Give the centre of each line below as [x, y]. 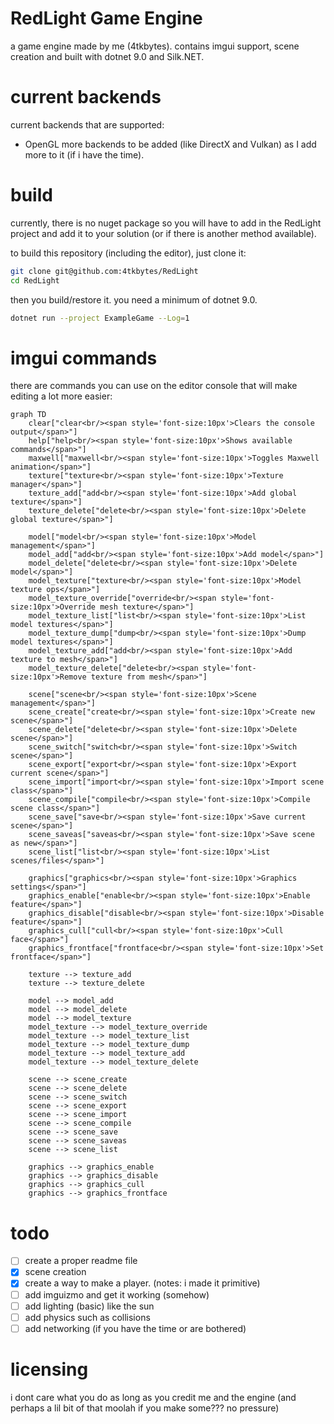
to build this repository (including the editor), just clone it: [128, 253]
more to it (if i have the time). [84, 154]
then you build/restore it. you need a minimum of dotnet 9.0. [134, 299]
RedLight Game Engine [106, 18]
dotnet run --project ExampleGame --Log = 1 [100, 318]
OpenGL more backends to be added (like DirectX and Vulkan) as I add [170, 144]
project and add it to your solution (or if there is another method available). [163, 233]
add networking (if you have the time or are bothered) [135, 1328]
